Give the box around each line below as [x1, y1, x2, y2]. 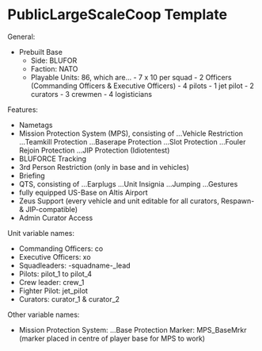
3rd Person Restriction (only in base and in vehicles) [18, 162, 189, 172]
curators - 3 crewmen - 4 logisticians [30, 89, 152, 98]
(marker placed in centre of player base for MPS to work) [18, 334, 206, 343]
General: [7, 32, 36, 41]
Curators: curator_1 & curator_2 [18, 294, 120, 303]
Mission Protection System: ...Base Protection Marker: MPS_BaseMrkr [18, 325, 247, 334]
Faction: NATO [30, 64, 78, 73]
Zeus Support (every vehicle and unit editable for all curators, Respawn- [18, 196, 255, 206]
